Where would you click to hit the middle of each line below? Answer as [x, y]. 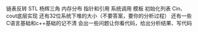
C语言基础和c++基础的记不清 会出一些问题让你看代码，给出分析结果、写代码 [99, 23]
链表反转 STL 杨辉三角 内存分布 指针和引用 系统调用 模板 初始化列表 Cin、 [96, 8]
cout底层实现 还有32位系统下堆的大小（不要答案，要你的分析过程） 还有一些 [99, 16]
